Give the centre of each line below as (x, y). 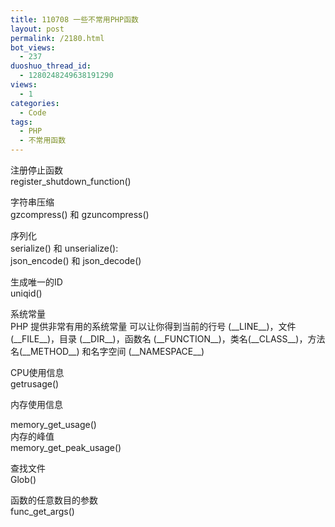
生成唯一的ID (36, 282)
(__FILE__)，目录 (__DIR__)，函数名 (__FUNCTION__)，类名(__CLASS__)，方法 (168, 339)
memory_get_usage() (53, 424)
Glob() (23, 479)
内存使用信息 (36, 404)
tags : (21, 122)
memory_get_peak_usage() (66, 447)
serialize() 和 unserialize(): (64, 248)
